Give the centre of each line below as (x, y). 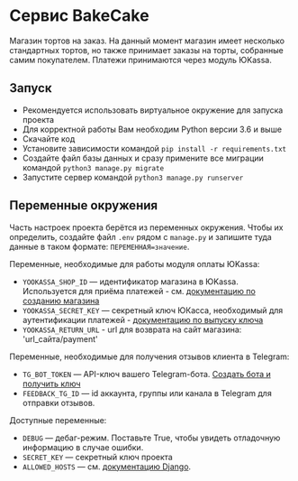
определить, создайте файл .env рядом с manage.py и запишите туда (140, 236)
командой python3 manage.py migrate (93, 167)
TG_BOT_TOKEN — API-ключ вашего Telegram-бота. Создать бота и (147, 374)
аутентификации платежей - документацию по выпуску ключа (143, 319)
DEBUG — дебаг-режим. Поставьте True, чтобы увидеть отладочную (151, 438)
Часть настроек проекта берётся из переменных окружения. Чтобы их (146, 227)
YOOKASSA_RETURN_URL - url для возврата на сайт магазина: (132, 329)
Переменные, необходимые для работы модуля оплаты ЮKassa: (135, 264)
